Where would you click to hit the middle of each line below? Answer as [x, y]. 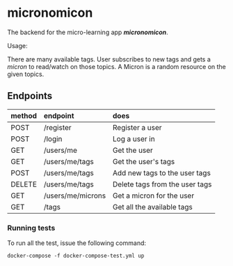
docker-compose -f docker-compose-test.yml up [76, 256]
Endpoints [30, 96]
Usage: [17, 45]
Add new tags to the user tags [161, 172]
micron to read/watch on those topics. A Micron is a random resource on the [116, 66]
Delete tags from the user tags [162, 184]
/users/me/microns [75, 195]
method [24, 115]
